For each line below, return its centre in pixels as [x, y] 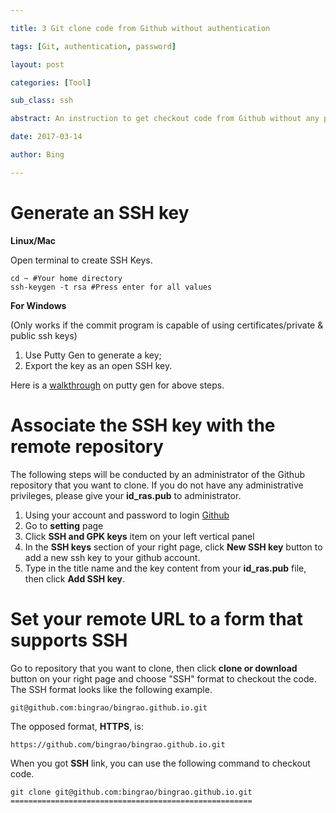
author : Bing [37, 155]
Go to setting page [64, 525]
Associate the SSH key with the [143, 425]
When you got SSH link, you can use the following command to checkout [160, 763]
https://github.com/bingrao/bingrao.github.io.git [118, 744]
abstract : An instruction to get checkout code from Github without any [165, 119]
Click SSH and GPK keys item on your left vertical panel [139, 536]
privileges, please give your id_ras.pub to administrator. [126, 495]
